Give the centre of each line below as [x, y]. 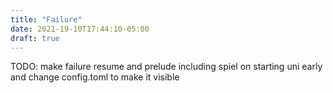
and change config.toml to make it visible [95, 77]
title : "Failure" [46, 19]
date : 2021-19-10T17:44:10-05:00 [80, 29]
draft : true [35, 38]
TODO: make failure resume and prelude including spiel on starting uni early [166, 67]
